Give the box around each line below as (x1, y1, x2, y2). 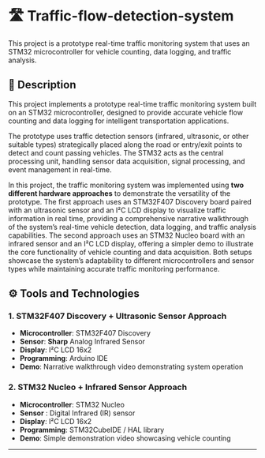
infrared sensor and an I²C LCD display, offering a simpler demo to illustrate (8, 238, 254, 248)
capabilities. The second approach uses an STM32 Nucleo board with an (8, 231, 245, 240)
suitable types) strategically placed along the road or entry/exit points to (8, 140, 243, 149)
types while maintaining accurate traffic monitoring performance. (8, 264, 220, 273)
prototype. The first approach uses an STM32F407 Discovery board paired (8, 197, 252, 206)
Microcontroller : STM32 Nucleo (19, 400, 125, 409)
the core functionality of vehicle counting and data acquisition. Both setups (8, 247, 252, 257)
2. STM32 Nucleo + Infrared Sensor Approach (8, 381, 188, 392)
